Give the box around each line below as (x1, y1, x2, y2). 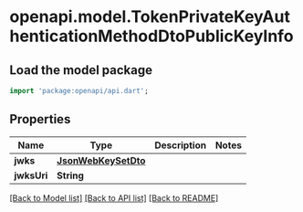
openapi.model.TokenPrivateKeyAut (9, 6, 290, 27)
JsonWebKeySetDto (56, 154, 146, 166)
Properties (9, 111, 71, 127)
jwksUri (14, 169, 48, 182)
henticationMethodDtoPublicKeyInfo (9, 26, 294, 47)
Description (154, 139, 207, 152)
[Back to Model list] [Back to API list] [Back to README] (9, 192, 219, 203)
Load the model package (9, 62, 153, 78)
